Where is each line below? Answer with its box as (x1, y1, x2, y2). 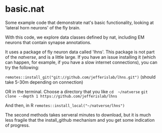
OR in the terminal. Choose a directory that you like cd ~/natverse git (5, 89, 148, 94)
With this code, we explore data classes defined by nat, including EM (5, 34, 145, 40)
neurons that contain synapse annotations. (5, 39, 92, 45)
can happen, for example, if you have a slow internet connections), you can (5, 59, 158, 65)
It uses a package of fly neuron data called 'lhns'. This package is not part (5, 49, 155, 55)
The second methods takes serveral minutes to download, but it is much (5, 111, 151, 118)
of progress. (5, 122, 30, 128)
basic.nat (5, 3, 45, 15)
